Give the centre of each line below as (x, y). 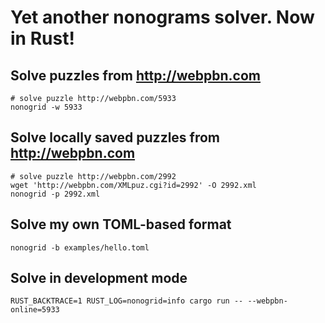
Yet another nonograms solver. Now (162, 17)
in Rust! (42, 38)
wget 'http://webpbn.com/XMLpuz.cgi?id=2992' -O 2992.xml (133, 185)
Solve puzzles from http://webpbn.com (136, 75)
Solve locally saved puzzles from (115, 137)
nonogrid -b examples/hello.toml (80, 247)
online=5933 (35, 310)
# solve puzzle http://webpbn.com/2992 (93, 176)
